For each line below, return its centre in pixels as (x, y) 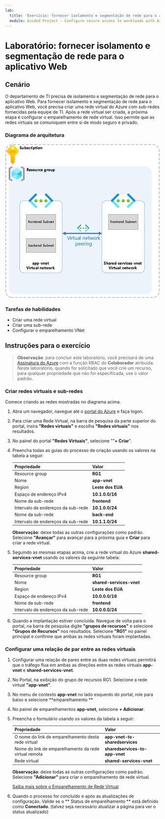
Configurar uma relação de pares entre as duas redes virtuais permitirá (84, 660)
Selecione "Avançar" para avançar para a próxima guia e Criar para (81, 537)
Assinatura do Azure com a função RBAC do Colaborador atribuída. (86, 363)
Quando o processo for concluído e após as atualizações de (73, 796)
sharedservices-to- (126, 749)
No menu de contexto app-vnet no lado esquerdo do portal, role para (82, 694)
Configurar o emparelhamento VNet (48, 330)
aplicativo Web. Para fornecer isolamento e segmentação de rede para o (79, 102)
